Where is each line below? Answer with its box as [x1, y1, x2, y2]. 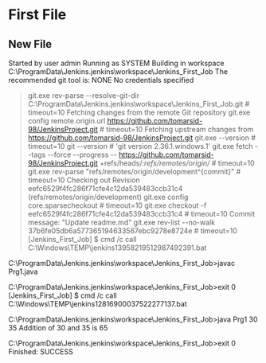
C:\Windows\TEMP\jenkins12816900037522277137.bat [8, 299, 187, 308]
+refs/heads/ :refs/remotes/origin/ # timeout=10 [99, 158, 255, 168]
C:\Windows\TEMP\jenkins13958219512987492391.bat [27, 243, 207, 252]
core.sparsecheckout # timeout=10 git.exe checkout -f [27, 201, 207, 210]
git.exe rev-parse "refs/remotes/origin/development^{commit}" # [27, 167, 241, 176]
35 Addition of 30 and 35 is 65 [8, 323, 108, 332]
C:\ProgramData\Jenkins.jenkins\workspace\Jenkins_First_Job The [8, 67, 229, 76]
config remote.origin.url [27, 116, 106, 125]
